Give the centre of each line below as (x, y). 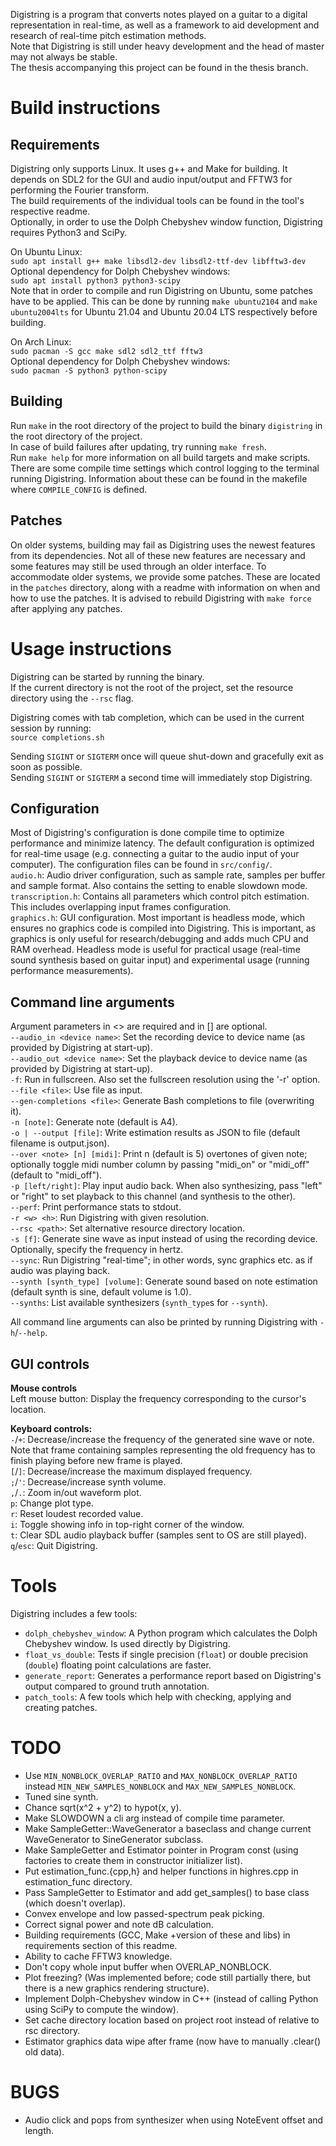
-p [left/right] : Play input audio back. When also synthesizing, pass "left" (166, 1186)
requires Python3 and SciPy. (69, 232)
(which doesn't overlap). (75, 1903)
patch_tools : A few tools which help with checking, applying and (158, 1696)
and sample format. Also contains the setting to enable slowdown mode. (159, 886)
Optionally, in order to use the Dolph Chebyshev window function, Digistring (166, 222)
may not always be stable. (64, 57)
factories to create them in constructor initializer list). (133, 1860)
